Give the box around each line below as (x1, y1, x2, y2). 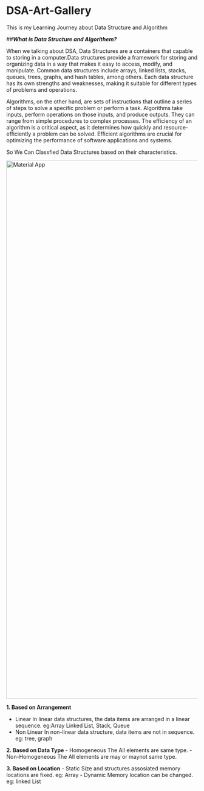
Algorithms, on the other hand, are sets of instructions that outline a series (6, 98, 192, 105)
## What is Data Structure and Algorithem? (6, 35, 117, 43)
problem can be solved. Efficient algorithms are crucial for (36, 130, 182, 137)
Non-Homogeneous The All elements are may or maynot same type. (6, 753, 177, 760)
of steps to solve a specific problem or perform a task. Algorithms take (6, 104, 183, 111)
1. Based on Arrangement (6, 703, 72, 711)
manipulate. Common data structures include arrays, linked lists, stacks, (6, 66, 186, 74)
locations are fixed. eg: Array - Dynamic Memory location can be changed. (6, 771, 193, 778)
